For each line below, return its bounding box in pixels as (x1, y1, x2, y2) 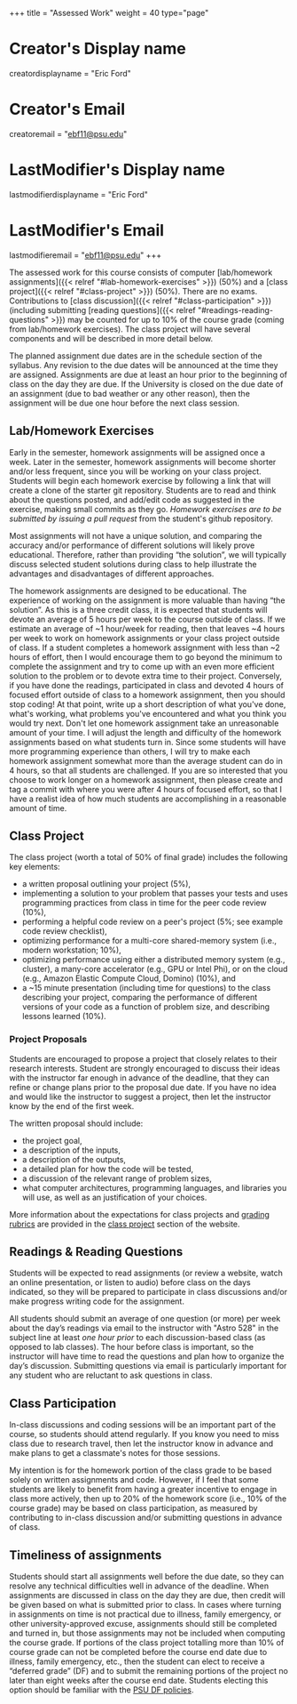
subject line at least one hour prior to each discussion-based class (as (9, 1332, 266, 1343)
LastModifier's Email (9, 221, 165, 240)
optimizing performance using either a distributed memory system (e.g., (21, 954, 285, 965)
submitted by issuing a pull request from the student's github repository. (9, 513, 273, 524)
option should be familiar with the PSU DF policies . (9, 1684, 194, 1695)
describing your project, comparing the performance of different (21, 992, 258, 1003)
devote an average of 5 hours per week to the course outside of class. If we (9, 614, 286, 624)
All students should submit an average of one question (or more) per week (9, 1314, 281, 1324)
